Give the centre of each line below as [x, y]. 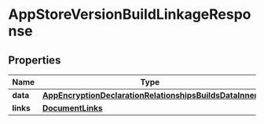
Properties [35, 60]
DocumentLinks [72, 108]
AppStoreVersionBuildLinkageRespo [130, 15]
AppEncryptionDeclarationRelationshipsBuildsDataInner [150, 95]
